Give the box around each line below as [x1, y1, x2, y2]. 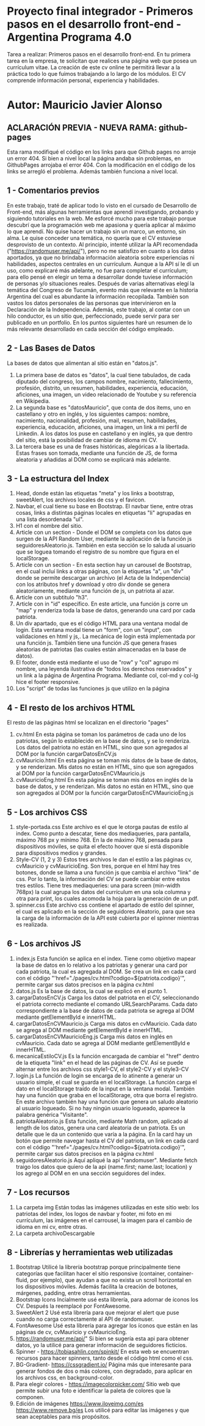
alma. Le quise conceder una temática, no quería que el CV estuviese [7, 234, 182, 241]
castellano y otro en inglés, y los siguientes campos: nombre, [15, 410, 170, 418]
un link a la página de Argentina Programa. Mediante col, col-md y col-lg [15, 672, 199, 679]
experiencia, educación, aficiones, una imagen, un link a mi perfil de [15, 423, 187, 430]
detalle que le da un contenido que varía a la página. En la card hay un [15, 1130, 193, 1138]
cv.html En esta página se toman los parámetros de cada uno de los [15, 730, 187, 738]
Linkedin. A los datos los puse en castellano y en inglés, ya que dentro [15, 430, 193, 437]
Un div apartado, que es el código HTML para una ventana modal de [15, 620, 189, 627]
